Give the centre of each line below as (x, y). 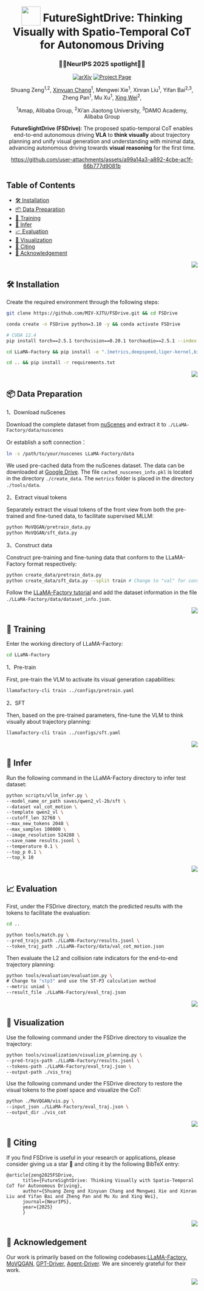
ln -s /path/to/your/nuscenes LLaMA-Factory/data (70, 454)
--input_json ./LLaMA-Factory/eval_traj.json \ (68, 1107)
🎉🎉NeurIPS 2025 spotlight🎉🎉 (102, 64)
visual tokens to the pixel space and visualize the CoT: (74, 1090)
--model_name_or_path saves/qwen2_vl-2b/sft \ (66, 801)
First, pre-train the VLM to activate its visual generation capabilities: (91, 680)
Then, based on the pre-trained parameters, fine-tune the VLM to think (95, 715)
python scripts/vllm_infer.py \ (47, 795)
